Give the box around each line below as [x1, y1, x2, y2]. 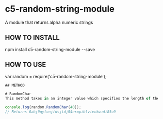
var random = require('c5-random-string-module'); [5, 73, 107, 79]
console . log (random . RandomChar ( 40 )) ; [5, 105, 81, 110]
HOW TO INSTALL [5, 34, 60, 42]
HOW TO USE [5, 61, 46, 69]
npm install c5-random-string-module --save [5, 46, 95, 52]
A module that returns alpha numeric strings [5, 19, 93, 25]
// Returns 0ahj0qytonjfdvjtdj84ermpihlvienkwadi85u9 [5, 109, 116, 115]
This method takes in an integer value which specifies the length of [5, 96, 151, 101]
